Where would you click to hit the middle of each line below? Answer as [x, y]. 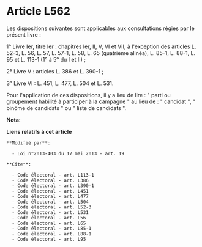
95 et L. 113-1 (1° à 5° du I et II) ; [46, 59]
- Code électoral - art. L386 [50, 180]
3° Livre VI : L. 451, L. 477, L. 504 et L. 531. [60, 83]
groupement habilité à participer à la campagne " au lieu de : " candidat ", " [101, 101]
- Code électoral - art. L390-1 [53, 186]
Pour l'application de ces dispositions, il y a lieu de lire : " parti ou [89, 95]
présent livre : [24, 34]
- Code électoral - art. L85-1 [52, 228]
